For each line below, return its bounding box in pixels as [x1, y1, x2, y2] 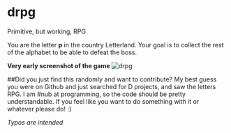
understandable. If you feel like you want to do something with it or [7, 97, 200, 105]
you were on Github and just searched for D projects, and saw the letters [7, 82, 216, 91]
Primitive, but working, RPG [7, 27, 86, 36]
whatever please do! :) [7, 104, 72, 113]
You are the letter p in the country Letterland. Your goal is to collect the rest [7, 40, 225, 49]
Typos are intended [7, 118, 64, 126]
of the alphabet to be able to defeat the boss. [7, 48, 137, 56]
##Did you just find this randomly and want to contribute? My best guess [7, 75, 217, 84]
